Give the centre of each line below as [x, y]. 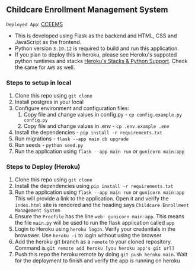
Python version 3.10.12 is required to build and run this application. [97, 48]
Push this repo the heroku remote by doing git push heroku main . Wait [101, 255]
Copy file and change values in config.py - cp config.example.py [103, 115]
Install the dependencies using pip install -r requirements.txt [94, 186]
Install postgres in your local [49, 102]
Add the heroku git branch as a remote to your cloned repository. [93, 242]
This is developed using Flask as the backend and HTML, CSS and [96, 36]
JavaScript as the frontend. [48, 42]
